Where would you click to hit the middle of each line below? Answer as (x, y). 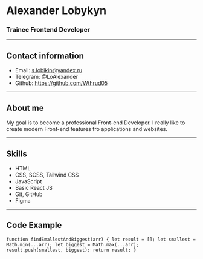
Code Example (34, 225)
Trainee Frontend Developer (48, 30)
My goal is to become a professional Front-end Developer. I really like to (96, 123)
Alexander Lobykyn (56, 11)
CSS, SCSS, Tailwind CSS (47, 175)
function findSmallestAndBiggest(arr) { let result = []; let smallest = (101, 239)
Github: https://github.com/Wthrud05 (61, 83)
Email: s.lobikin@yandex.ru (49, 70)
